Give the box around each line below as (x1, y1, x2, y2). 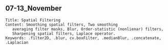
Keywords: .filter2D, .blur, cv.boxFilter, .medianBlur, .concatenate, (5, 35, 161, 40)
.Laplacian (5, 40, 29, 45)
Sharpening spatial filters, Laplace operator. (12, 31, 116, 36)
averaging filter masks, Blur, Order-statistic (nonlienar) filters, (12, 27, 164, 32)
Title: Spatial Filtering (5, 17, 60, 22)
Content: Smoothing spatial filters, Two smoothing (5, 22, 118, 27)
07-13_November (5, 4, 62, 13)
